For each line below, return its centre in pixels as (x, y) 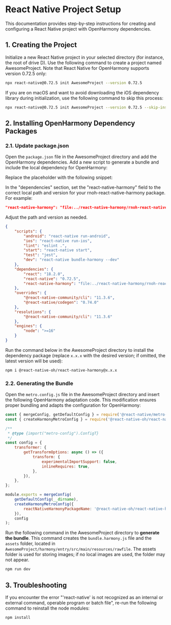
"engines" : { (28, 326)
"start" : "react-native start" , (58, 250)
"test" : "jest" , (41, 255)
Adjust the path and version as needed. (47, 217)
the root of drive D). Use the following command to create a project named (83, 63)
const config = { (24, 443)
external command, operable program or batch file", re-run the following (81, 603)
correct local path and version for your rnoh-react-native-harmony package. (85, 193)
